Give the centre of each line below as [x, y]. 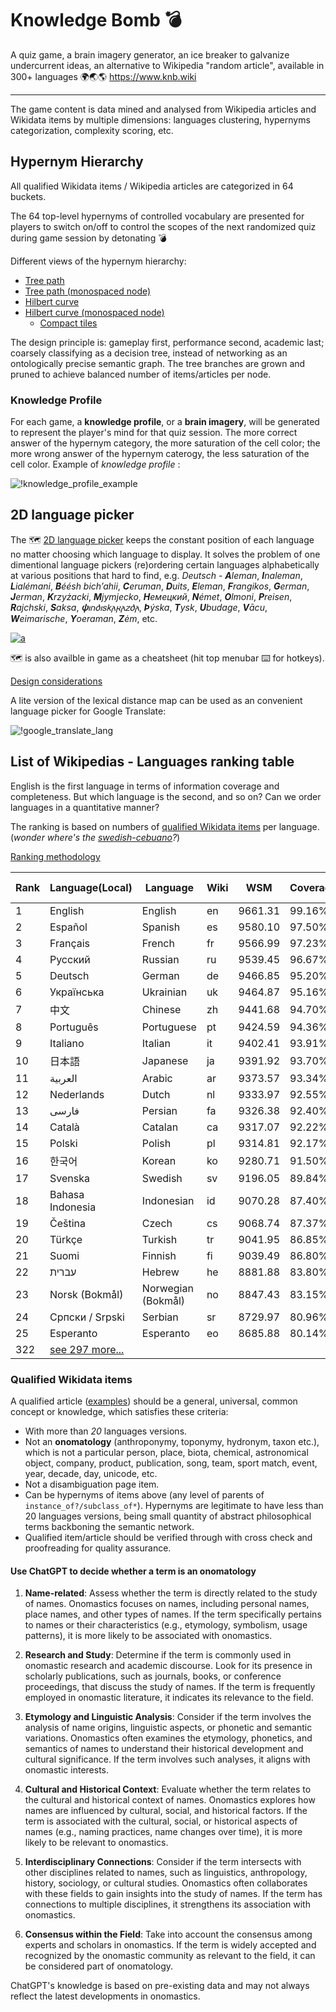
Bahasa [67, 1194]
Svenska [69, 1178]
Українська [77, 992]
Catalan [160, 1127]
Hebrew [160, 1272]
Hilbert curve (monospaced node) [94, 312]
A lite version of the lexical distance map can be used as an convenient [156, 700]
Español [68, 927]
